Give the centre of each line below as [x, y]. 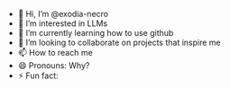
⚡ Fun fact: [38, 75]
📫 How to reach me [55, 53]
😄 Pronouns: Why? [54, 66]
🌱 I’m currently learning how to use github [96, 33]
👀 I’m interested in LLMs [63, 23]
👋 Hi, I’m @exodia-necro [63, 14]
